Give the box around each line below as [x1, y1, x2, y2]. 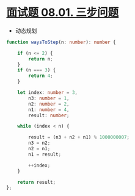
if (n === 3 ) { [17, 67, 56, 73]
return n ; [28, 56, 53, 62]
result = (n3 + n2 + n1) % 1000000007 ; [28, 134, 130, 140]
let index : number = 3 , [17, 90, 78, 96]
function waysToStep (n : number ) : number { [6, 39, 116, 45]
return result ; [17, 179, 56, 185]
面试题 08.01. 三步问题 [6, 5, 119, 20]
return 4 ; [28, 73, 53, 79]
